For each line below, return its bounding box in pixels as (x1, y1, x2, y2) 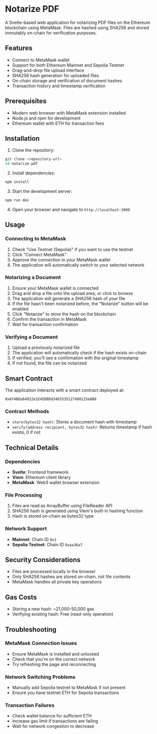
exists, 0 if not (12, 429, 41, 435)
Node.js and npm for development (12, 115, 81, 121)
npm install (5, 179, 29, 185)
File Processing (5, 491, 42, 498)
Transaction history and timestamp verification (12, 83, 105, 89)
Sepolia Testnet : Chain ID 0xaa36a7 (12, 541, 83, 547)
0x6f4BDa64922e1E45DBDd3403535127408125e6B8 (5, 396, 97, 402)
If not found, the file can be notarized (12, 360, 87, 366)
